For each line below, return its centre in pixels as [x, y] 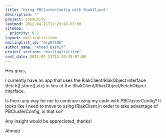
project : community [25, 19]
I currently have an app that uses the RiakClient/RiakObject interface [75, 80]
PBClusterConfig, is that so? [34, 111]
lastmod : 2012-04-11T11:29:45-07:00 [43, 24]
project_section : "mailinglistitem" [43, 52]
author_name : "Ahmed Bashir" [35, 47]
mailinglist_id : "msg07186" [34, 43]
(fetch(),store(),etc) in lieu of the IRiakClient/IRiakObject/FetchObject [76, 86]
